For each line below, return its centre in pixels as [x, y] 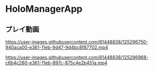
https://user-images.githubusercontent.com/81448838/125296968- [77, 57]
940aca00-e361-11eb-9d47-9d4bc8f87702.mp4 [57, 47]
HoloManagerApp [44, 9]
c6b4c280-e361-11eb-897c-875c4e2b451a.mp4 [56, 63]
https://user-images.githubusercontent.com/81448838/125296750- [77, 42]
